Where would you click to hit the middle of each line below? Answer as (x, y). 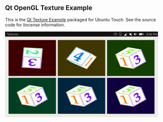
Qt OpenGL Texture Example (49, 8)
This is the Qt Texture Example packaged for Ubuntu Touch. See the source (81, 19)
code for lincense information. (35, 25)
